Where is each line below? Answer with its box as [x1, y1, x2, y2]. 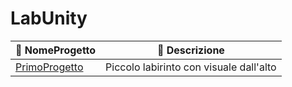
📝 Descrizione [156, 43, 225, 57]
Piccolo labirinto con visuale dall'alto [105, 60, 277, 74]
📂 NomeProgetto [15, 43, 97, 57]
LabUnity [10, 7, 88, 30]
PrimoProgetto [15, 60, 84, 74]
